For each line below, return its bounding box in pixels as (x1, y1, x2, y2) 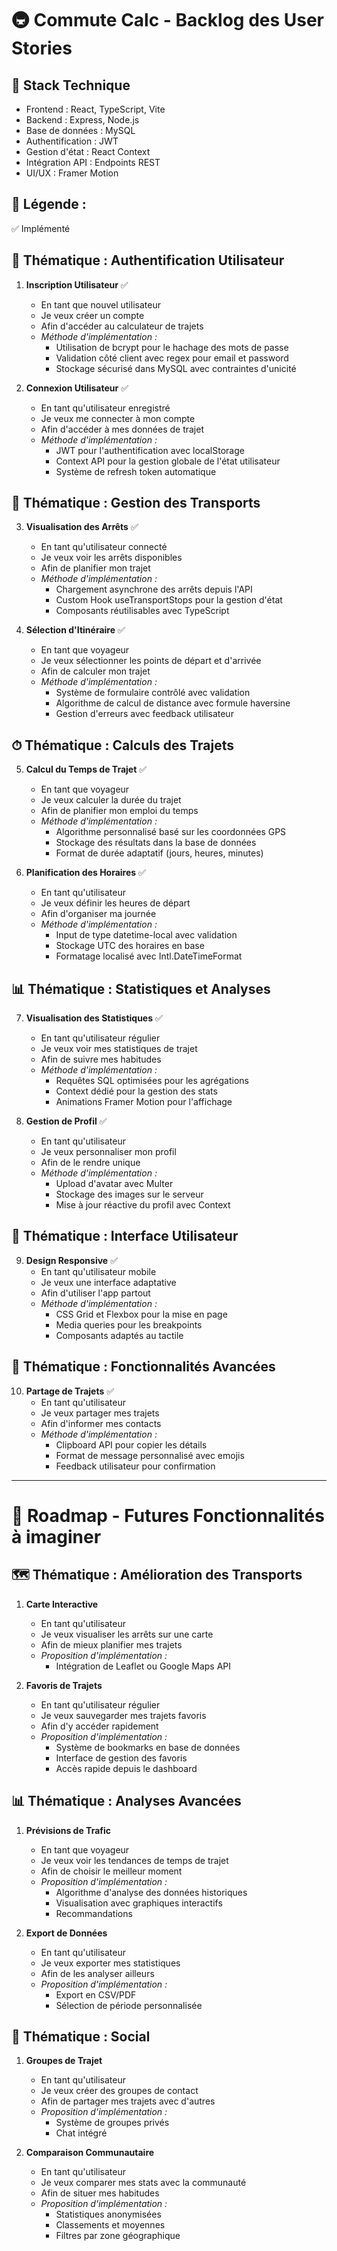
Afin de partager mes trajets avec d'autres (40, 2095, 216, 2107)
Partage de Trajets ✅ (25, 1385, 115, 1397)
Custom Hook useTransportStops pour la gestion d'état (55, 594, 283, 606)
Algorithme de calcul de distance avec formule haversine (55, 697, 291, 709)
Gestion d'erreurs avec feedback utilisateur (55, 708, 234, 720)
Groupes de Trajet (25, 2055, 103, 2067)
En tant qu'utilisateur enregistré (40, 402, 171, 414)
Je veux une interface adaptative (40, 1276, 177, 1288)
